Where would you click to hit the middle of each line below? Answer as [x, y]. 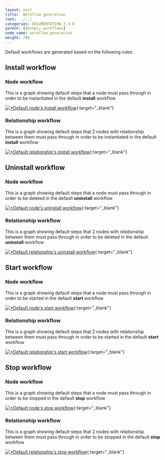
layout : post [19, 10]
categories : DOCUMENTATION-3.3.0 [40, 24]
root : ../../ [19, 19]
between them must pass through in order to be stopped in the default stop [83, 437]
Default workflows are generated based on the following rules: [69, 52]
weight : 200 [17, 38]
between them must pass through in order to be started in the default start [82, 337]
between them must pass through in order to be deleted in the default [77, 237]
